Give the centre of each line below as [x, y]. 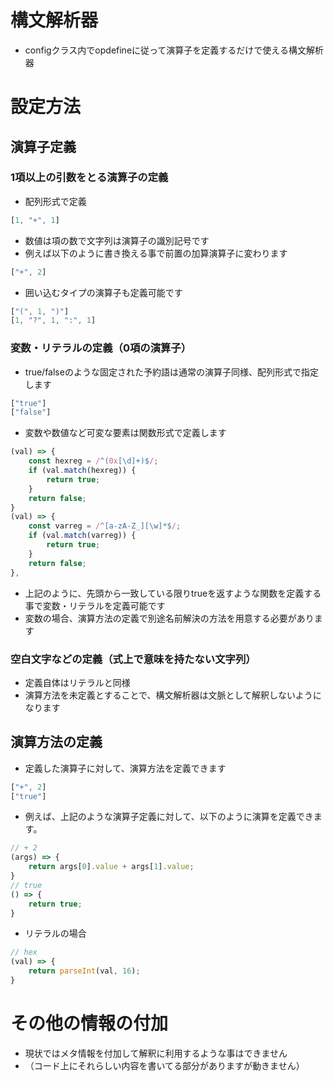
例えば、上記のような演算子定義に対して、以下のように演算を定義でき [169, 817]
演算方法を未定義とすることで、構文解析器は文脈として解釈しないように [173, 695]
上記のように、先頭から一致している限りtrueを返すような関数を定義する [173, 593]
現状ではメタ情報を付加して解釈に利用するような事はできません [156, 1053]
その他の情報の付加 [89, 1023]
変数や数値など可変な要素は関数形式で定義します [125, 433]
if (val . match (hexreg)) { [82, 471]
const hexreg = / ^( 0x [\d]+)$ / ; [93, 461]
